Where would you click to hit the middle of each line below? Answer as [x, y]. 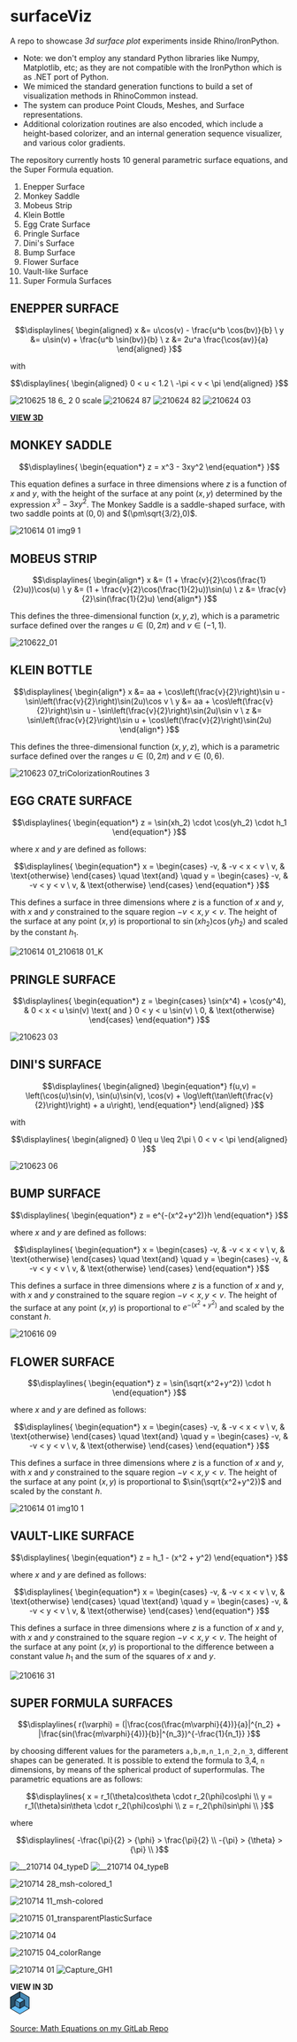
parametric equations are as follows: [76, 1780]
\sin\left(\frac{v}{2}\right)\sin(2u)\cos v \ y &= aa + [118, 701]
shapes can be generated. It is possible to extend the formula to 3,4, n [137, 1760]
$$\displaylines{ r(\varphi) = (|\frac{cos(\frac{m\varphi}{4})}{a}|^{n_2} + [149, 1725]
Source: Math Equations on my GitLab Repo [89, 2028]
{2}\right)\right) [63, 1104]
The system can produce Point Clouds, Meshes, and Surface [133, 105]
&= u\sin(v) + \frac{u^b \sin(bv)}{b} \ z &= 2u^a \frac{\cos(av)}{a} [149, 339]
